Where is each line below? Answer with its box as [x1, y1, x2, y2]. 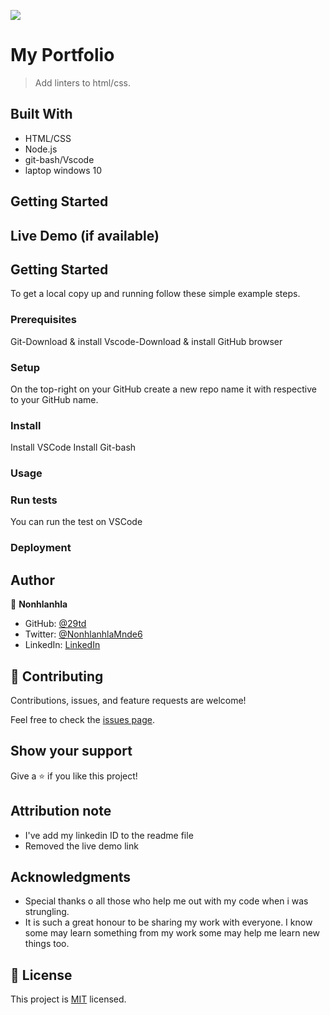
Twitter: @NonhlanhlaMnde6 [24, 628, 143, 640]
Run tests [10, 493, 58, 507]
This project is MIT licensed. [10, 993, 127, 1005]
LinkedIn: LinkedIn [24, 639, 101, 651]
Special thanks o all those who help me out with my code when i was [24, 895, 309, 907]
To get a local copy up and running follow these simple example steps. [10, 288, 301, 300]
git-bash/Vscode [24, 153, 95, 165]
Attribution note [10, 803, 112, 820]
